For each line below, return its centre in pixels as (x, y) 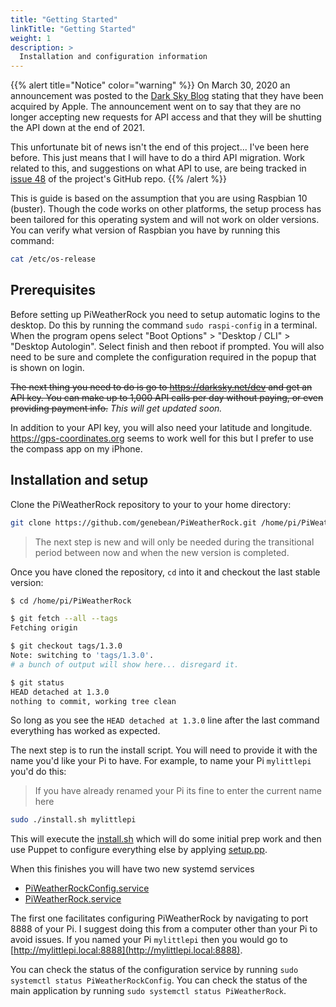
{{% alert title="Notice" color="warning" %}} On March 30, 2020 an (150, 85)
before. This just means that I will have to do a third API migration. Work (158, 158)
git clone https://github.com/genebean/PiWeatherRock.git (133, 522)
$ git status (37, 682)
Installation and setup (79, 480)
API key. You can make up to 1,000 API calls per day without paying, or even (167, 397)
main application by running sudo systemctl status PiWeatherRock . (148, 991)
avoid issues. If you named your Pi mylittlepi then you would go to (149, 940)
